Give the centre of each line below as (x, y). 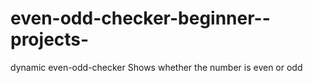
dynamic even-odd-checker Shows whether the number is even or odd (156, 67)
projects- (50, 39)
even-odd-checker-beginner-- (140, 18)
